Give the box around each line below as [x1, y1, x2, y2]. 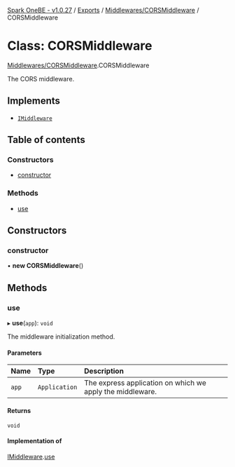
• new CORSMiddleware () [7, 262, 84, 270]
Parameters [7, 348, 42, 357]
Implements [7, 95, 61, 107]
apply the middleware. [83, 387, 157, 397]
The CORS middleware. [7, 74, 75, 83]
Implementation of [7, 437, 62, 445]
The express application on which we [83, 378, 206, 388]
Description [83, 366, 124, 376]
